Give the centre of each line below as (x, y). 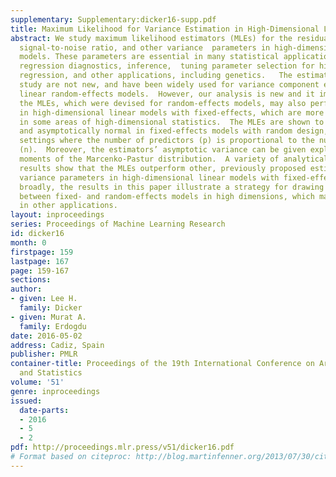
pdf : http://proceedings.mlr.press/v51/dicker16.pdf (122, 447)
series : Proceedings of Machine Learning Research (118, 224)
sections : (31, 280)
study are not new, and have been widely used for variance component (169, 85)
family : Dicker (51, 308)
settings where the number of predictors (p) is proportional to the (167, 141)
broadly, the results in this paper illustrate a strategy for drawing (172, 187)
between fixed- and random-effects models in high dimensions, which (167, 196)
